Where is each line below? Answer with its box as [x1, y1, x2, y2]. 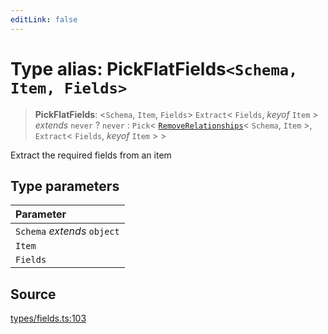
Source [10, 286, 57, 303]
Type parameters [10, 177, 120, 195]
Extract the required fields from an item [10, 149, 172, 161]
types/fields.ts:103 [10, 312, 87, 325]
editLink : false [10, 14, 78, 25]
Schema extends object [15, 224, 120, 238]
